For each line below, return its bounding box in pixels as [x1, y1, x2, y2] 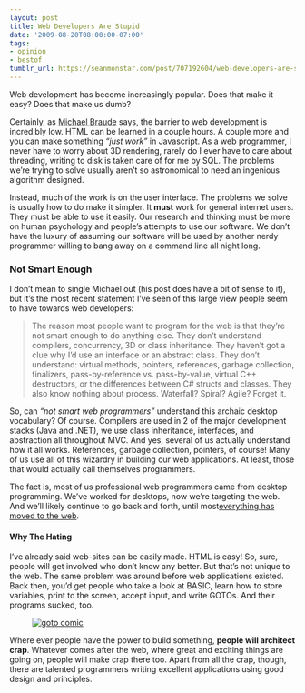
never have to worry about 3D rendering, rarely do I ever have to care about [9, 145, 293, 156]
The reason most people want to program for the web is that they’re [31, 320, 286, 332]
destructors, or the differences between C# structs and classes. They [31, 378, 292, 389]
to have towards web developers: [9, 303, 134, 314]
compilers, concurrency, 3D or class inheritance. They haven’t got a [31, 340, 286, 351]
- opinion [9, 47, 47, 56]
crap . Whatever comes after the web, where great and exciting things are [9, 645, 284, 656]
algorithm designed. [9, 174, 84, 185]
